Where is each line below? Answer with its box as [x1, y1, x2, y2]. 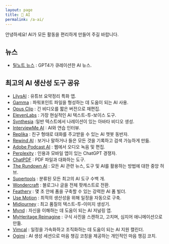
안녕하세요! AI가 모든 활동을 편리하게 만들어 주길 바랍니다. [5, 32, 119, 38]
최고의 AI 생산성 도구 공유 [5, 78, 80, 87]
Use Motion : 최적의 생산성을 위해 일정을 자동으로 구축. [12, 195, 121, 201]
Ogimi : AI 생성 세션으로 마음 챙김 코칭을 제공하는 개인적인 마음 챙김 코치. [12, 233, 157, 239]
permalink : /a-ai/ [5, 17, 44, 22]
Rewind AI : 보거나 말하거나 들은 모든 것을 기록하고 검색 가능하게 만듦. [12, 138, 151, 143]
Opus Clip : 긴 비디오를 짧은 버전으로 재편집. [12, 106, 101, 112]
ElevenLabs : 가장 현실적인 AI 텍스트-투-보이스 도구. [12, 112, 116, 118]
